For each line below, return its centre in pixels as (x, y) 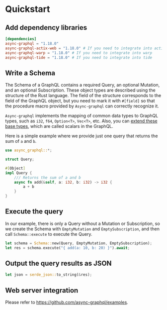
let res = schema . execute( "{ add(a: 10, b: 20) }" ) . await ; (68, 248)
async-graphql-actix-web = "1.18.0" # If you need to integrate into (79, 48)
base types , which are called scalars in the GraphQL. (59, 126)
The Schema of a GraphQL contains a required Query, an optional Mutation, (83, 85)
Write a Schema (30, 73)
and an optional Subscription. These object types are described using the (80, 90)
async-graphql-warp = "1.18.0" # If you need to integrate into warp (79, 53)
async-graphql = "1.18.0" (32, 43)
